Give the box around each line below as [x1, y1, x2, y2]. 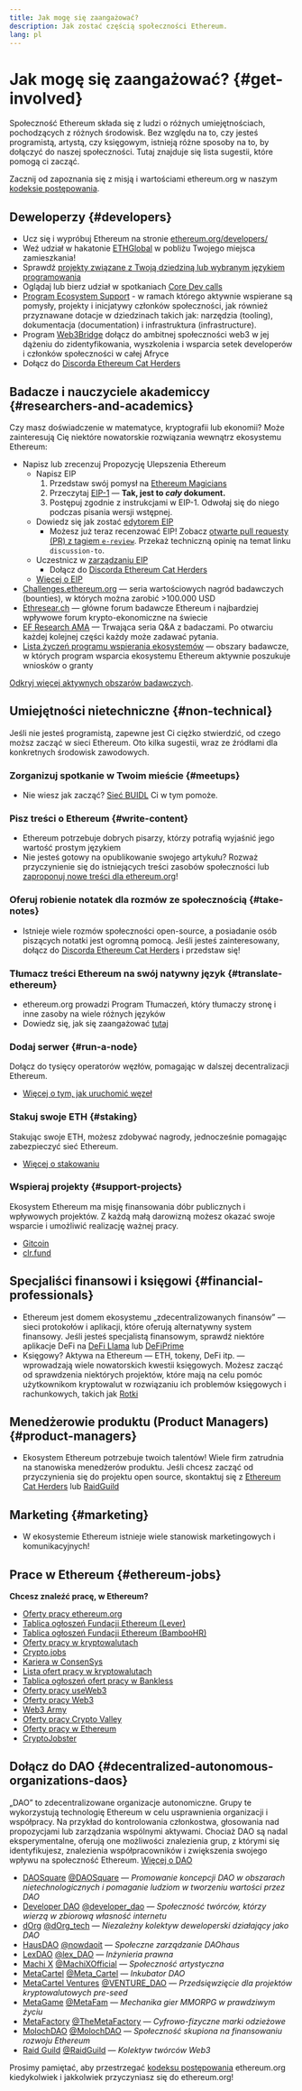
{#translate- [227, 967, 282, 980]
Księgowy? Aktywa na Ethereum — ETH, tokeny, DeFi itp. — [22, 1349, 245, 1360]
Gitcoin [22, 1238, 50, 1248]
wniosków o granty [22, 659, 94, 670]
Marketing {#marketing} [9, 1507, 150, 1523]
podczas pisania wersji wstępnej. [49, 506, 173, 517]
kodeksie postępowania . [9, 183, 100, 194]
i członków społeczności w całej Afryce [22, 348, 169, 359]
